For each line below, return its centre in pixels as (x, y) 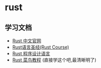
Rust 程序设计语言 (31, 53)
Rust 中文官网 (27, 41)
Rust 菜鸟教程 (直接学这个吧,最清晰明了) (54, 60)
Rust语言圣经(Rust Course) (41, 47)
